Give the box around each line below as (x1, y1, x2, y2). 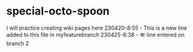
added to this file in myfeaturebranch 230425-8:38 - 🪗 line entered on (6, 31, 185, 38)
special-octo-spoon (6, 4, 110, 18)
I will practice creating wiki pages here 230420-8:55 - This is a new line (6, 24, 188, 31)
